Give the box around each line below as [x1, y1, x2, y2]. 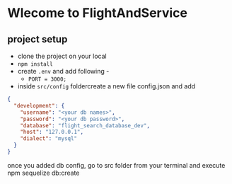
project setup [7, 33, 68, 45]
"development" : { [13, 102, 65, 109]
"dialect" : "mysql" [20, 135, 78, 142]
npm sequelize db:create [7, 168, 80, 177]
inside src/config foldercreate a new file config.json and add [17, 82, 196, 90]
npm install [17, 61, 53, 68]
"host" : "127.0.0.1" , [20, 129, 83, 136]
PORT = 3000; [28, 76, 67, 83]
